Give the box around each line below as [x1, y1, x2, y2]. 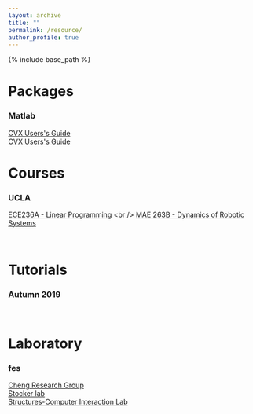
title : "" [8, 19, 41, 27]
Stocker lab [8, 389, 46, 398]
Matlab [8, 111, 36, 122]
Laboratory [8, 335, 82, 352]
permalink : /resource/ [8, 26, 82, 34]
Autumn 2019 [8, 289, 61, 300]
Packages [8, 82, 75, 101]
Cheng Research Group [8, 380, 84, 390]
